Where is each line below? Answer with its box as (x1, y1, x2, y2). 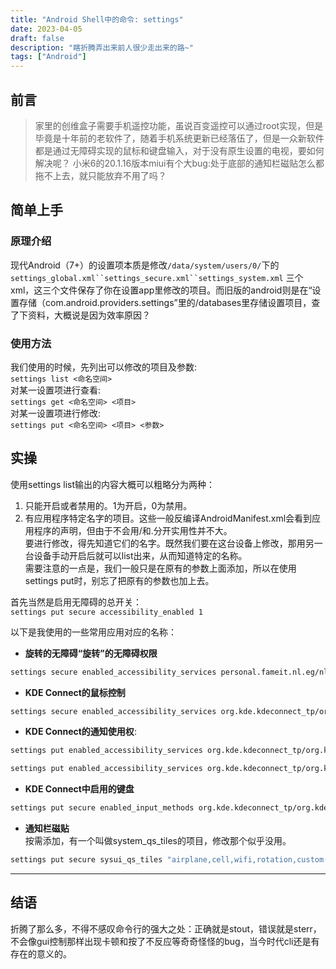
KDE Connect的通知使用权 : (24, 726, 137, 738)
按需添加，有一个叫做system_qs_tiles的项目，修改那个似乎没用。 (24, 835, 292, 847)
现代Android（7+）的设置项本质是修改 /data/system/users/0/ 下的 (10, 259, 280, 271)
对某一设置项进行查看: (10, 384, 102, 396)
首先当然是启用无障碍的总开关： (10, 596, 142, 608)
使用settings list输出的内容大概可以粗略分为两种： (10, 478, 216, 490)
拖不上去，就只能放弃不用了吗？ (34, 169, 167, 181)
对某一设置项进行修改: (10, 407, 102, 419)
